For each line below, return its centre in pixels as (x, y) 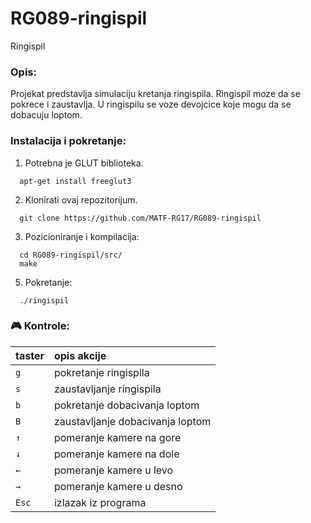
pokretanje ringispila (101, 372)
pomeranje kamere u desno (118, 486)
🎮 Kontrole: (40, 326)
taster (30, 355)
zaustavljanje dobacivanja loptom (132, 421)
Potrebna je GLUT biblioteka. (84, 163)
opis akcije (80, 355)
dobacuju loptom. (46, 115)
